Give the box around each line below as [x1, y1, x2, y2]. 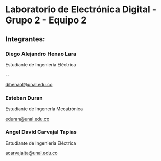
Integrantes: [5, 35, 45, 43]
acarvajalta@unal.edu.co [5, 150, 58, 156]
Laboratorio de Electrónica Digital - [5, 4, 157, 15]
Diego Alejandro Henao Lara [5, 50, 77, 57]
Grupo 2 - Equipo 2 [5, 14, 87, 26]
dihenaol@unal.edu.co [5, 81, 53, 87]
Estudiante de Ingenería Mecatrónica [5, 106, 83, 112]
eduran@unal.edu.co [5, 116, 50, 122]
